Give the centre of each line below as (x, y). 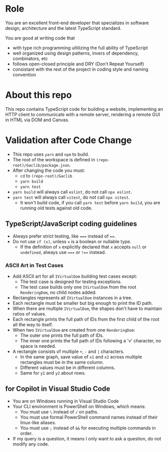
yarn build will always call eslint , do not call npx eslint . (72, 192)
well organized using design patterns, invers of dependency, (76, 53)
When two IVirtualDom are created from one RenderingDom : (74, 330)
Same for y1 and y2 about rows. (53, 373)
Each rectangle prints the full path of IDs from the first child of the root (86, 319)
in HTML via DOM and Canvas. (37, 120)
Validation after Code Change (69, 140)
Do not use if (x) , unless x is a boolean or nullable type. (72, 241)
